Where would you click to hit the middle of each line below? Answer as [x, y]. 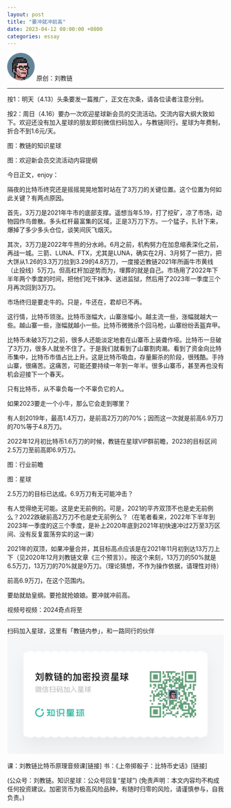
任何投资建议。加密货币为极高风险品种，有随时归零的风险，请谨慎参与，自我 [115, 789]
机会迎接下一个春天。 [37, 374]
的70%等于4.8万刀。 [36, 427]
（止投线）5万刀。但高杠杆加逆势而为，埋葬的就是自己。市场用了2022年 [110, 270]
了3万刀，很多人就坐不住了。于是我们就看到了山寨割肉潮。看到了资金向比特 [114, 349]
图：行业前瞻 [25, 465]
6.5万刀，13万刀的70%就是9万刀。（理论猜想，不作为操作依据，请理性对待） [115, 566]
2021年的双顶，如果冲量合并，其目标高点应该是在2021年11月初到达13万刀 [111, 549]
